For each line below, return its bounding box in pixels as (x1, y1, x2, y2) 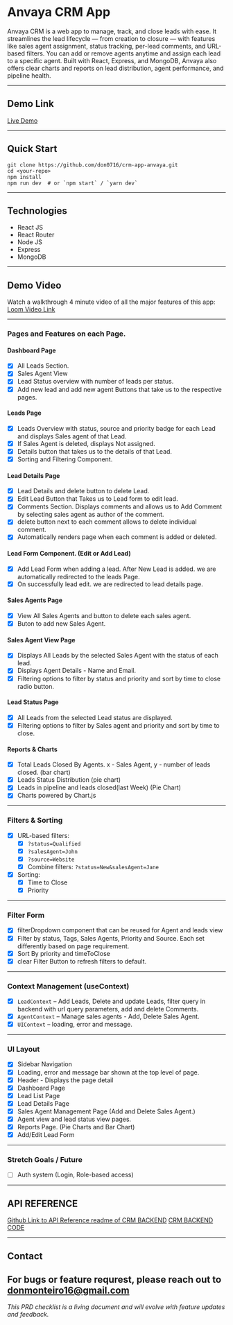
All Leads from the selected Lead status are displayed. (17, 713, 173, 721)
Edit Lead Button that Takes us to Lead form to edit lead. (17, 495, 178, 503)
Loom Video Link (7, 305, 55, 314)
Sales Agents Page (7, 596, 63, 604)
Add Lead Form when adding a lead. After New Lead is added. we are (17, 565, 216, 573)
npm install (7, 173, 42, 180)
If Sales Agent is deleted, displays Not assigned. (17, 439, 156, 447)
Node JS (17, 238, 43, 246)
